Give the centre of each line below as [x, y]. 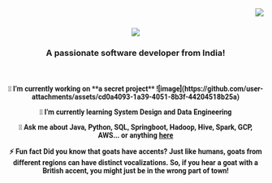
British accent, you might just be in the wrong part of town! [136, 171]
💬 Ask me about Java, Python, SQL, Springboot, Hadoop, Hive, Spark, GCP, [136, 128]
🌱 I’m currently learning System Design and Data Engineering [136, 112]
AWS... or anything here [136, 136]
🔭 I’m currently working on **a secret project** [81, 89]
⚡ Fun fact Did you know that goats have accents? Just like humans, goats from [135, 152]
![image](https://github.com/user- [210, 89]
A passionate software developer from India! [136, 53]
